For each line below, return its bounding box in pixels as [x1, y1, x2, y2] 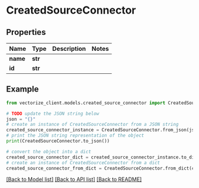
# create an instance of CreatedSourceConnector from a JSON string [6, 122, 179, 128]
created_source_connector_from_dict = [6, 165, 102, 171]
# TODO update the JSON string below [6, 111, 99, 116]
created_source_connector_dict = [6, 154, 89, 160]
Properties [6, 27, 46, 37]
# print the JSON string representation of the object [6, 132, 145, 139]
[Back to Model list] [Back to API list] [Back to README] [6, 176, 142, 183]
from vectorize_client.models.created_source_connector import [6, 100, 166, 106]
